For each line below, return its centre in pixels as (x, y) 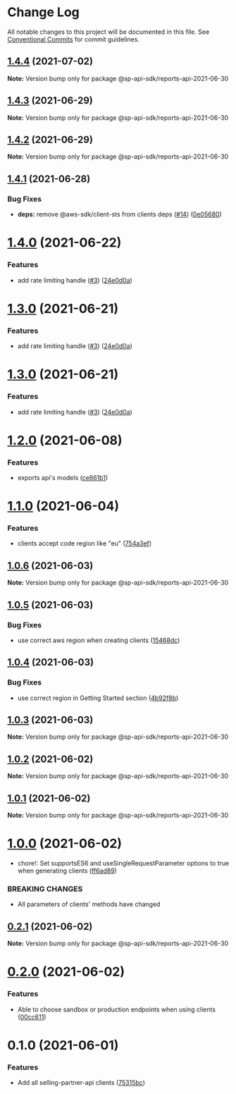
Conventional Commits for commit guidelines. (73, 39)
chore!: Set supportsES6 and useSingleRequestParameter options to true (123, 863)
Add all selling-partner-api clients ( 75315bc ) (81, 1083)
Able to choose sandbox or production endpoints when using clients (117, 1009)
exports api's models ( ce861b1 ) (63, 478)
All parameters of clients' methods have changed (89, 904)
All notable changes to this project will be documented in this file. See (108, 32)
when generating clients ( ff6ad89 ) (67, 871)
